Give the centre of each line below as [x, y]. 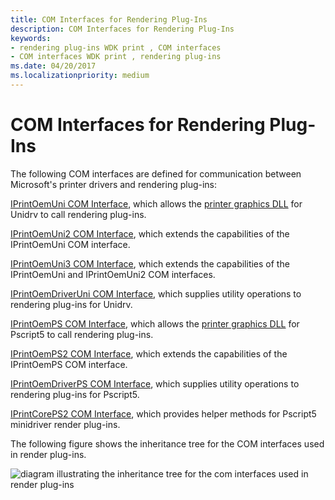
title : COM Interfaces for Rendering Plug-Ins [109, 19]
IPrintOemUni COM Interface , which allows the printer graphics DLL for [156, 203]
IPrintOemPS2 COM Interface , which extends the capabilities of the [149, 353]
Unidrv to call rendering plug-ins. [78, 214]
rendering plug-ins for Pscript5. [75, 394]
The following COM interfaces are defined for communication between [156, 173]
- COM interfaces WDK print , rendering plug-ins [116, 57]
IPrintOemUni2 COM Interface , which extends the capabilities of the [150, 233]
